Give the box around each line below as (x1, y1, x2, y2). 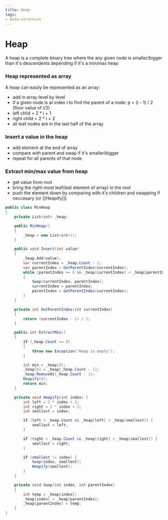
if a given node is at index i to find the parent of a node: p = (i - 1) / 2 (12, 99, 153, 106)
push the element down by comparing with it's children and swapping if (12, 190, 160, 196)
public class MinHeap (5, 205, 50, 210)
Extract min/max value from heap (5, 168, 88, 175)
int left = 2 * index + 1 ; (23, 399, 79, 404)
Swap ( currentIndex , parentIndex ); (31, 279, 104, 284)
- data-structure (5, 17, 41, 22)
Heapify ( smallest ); (31, 464, 72, 469)
